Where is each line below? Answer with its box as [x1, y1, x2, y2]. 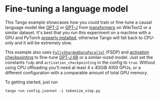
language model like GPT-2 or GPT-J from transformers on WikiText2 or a [5, 24, 151, 30]
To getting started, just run [5, 79, 58, 85]
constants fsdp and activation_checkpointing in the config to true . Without [5, 59, 156, 65]
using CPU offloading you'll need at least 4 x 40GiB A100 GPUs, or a [5, 64, 141, 70]
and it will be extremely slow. [14, 40, 73, 45]
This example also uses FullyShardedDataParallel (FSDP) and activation [5, 49, 149, 55]
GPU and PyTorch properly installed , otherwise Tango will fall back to [5, 35, 143, 41]
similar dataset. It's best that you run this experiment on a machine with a [5, 29, 151, 35]
